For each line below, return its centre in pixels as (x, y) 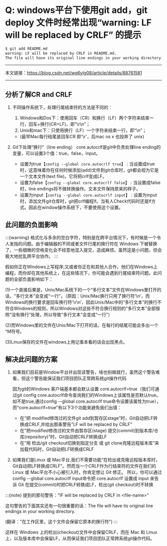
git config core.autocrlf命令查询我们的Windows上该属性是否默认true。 (89, 395)
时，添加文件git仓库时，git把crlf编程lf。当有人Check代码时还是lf (85, 201)
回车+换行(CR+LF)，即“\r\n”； (59, 124)
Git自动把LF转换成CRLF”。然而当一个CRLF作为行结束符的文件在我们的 (84, 466)
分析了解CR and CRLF (39, 94)
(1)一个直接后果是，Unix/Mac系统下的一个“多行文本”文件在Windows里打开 (81, 290)
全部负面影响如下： (33, 279)
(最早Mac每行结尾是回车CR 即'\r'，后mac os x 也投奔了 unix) (82, 137)
